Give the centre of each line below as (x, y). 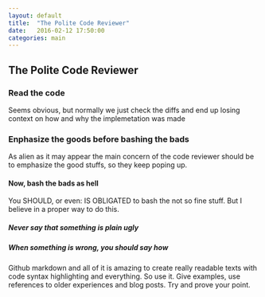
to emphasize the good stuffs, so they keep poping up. (98, 165)
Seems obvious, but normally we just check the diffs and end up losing (124, 110)
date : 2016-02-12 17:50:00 (57, 30)
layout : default (35, 16)
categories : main (37, 38)
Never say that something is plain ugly (74, 228)
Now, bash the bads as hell (53, 183)
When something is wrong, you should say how (88, 248)
